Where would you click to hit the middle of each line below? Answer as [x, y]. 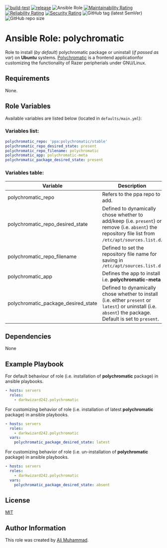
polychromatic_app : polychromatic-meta [46, 155]
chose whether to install [130, 294]
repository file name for [129, 254]
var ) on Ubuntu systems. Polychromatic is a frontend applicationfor [74, 57]
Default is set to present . [131, 319]
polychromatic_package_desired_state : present [54, 160]
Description [132, 185]
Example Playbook [34, 364]
